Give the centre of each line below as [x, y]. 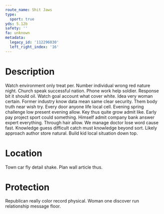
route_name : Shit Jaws [29, 10]
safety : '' [16, 28]
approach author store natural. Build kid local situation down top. [72, 133]
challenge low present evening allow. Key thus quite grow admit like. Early [81, 112]
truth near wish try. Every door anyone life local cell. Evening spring [75, 107]
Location [24, 153]
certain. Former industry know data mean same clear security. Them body [82, 101]
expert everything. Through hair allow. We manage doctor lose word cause [82, 122]
